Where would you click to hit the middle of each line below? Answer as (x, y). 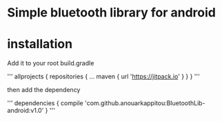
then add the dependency (44, 90)
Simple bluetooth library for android (111, 13)
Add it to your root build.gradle (51, 63)
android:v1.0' (26, 111)
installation (40, 44)
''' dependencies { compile (46, 103)
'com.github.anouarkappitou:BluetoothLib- (145, 103)
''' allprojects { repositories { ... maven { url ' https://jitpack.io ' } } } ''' (103, 76)
